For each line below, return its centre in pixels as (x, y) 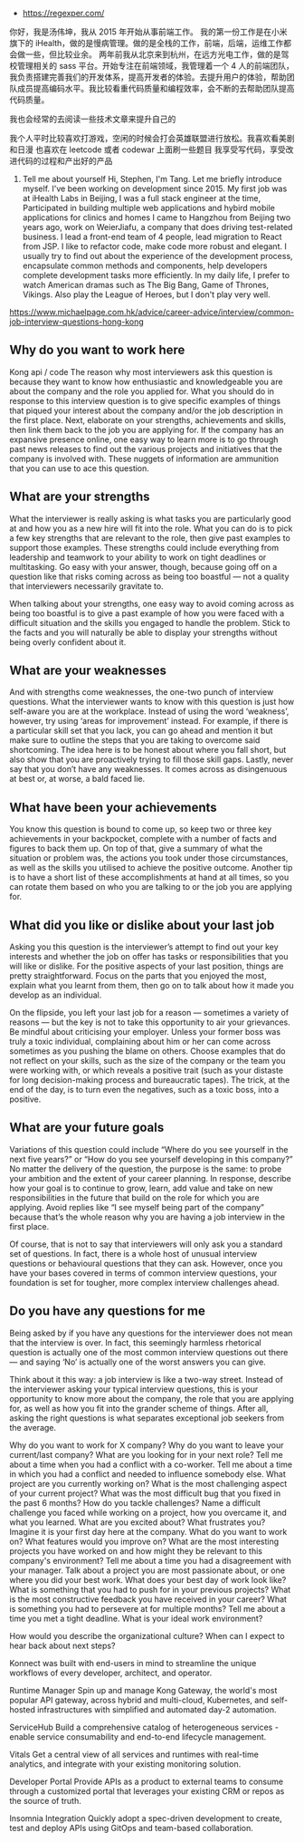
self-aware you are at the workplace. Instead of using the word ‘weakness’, (149, 711)
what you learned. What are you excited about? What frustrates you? (138, 1522)
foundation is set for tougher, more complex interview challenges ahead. (144, 1282)
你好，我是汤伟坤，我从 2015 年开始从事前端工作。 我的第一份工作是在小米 (148, 32)
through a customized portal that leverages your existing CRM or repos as (147, 1791)
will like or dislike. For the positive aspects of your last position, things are (147, 966)
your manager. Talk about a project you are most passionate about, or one (147, 1570)
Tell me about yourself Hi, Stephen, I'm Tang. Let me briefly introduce (152, 179)
